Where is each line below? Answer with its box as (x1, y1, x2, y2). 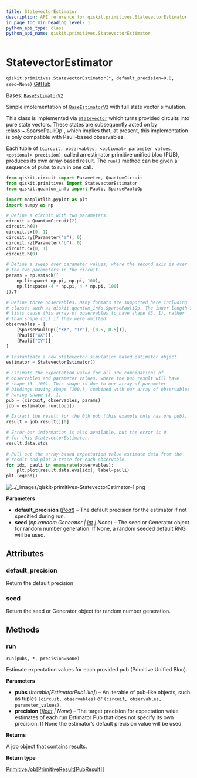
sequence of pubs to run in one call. (6, 164, 93, 171)
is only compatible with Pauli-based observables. (6, 134, 125, 141)
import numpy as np (6, 202, 54, 208)
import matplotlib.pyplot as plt (6, 197, 88, 202)
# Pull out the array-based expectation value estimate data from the (6, 451, 182, 457)
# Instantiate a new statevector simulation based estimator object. (6, 354, 180, 360)
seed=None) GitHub (6, 81, 51, 88)
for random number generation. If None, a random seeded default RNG (14, 525, 186, 533)
